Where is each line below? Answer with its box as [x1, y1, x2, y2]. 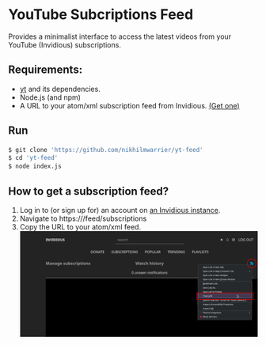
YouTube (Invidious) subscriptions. [8, 40, 121, 49]
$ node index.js [8, 162, 62, 171]
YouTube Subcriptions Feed [8, 6, 194, 24]
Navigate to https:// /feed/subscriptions [19, 214, 147, 223]
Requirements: [8, 63, 83, 77]
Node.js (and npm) [19, 93, 82, 102]
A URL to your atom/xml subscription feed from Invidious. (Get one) [19, 100, 240, 110]
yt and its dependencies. [19, 84, 101, 93]
